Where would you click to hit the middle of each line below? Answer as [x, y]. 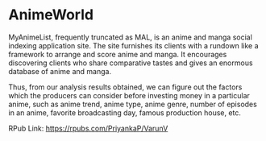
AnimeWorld [51, 15]
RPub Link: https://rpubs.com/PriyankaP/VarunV [88, 128]
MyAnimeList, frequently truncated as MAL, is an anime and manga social [130, 37]
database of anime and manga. [60, 71]
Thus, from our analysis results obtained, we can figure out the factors [125, 87]
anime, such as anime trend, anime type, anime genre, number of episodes [133, 104]
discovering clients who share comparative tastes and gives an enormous [131, 63]
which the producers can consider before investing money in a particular [129, 95]
